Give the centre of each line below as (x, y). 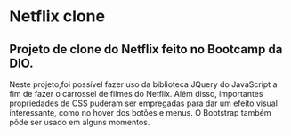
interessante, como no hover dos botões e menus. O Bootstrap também (140, 112)
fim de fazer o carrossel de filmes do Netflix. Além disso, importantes (136, 94)
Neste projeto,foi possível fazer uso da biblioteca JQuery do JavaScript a (143, 84)
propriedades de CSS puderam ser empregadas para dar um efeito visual (144, 103)
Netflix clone (57, 16)
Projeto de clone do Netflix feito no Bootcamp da (146, 49)
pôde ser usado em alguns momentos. (80, 122)
